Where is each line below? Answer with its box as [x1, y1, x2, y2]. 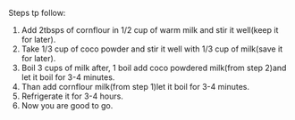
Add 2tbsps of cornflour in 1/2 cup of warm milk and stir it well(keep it [21, 25, 279, 35]
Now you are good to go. [21, 100, 114, 110]
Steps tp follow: [8, 8, 66, 18]
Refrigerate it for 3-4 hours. [21, 91, 124, 101]
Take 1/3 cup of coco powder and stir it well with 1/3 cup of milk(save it [21, 44, 283, 54]
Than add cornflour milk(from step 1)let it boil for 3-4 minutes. [21, 82, 250, 92]
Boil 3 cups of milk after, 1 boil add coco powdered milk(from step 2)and [21, 62, 287, 73]
